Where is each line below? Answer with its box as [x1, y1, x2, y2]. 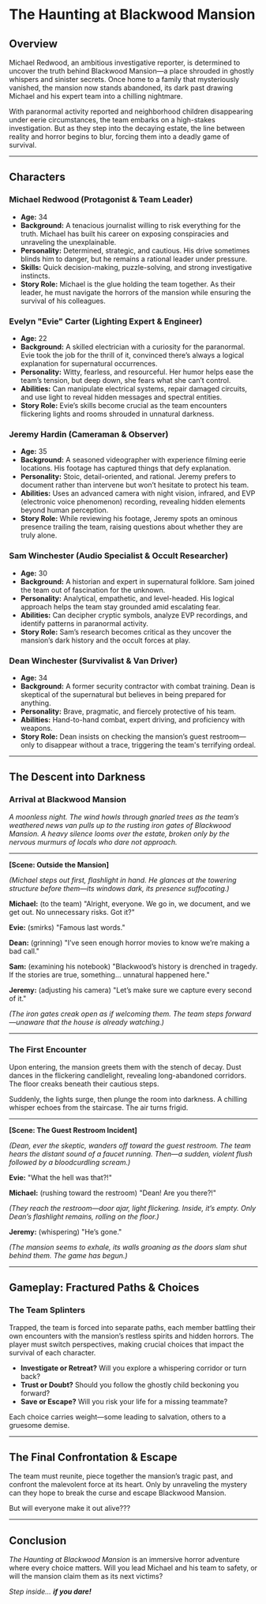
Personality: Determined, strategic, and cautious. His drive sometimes [20, 245, 250, 255]
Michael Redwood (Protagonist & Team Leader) [9, 194, 193, 205]
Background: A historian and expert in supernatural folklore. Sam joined [20, 576, 255, 586]
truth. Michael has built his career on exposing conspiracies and [20, 229, 230, 238]
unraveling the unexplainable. [20, 237, 117, 246]
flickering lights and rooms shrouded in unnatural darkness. [20, 409, 215, 418]
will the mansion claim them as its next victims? [9, 1572, 163, 1581]
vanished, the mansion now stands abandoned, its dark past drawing [9, 83, 234, 92]
